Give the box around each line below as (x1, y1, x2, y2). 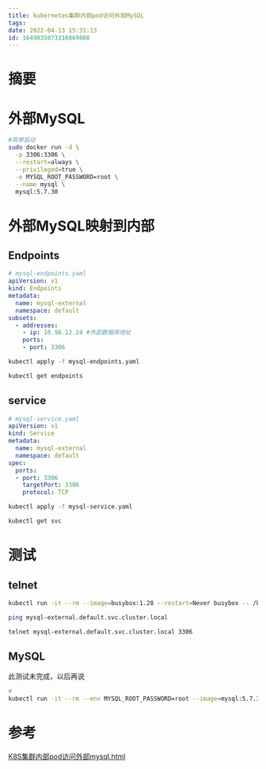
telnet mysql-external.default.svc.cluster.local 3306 (8, 627, 193, 636)
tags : (8, 19, 26, 27)
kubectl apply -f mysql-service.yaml (8, 503, 133, 511)
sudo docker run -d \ (8, 143, 80, 151)
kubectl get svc (8, 517, 62, 525)
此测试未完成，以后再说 (8, 672, 85, 681)
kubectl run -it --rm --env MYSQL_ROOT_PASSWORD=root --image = (8, 695, 222, 703)
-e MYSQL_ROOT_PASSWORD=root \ (15, 173, 119, 181)
